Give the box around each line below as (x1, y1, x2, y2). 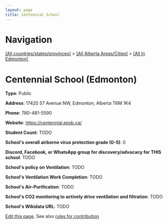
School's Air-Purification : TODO (5, 184, 74, 190)
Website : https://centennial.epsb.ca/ (5, 120, 82, 126)
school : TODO (5, 155, 35, 161)
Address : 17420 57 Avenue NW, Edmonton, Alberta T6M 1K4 (5, 100, 132, 106)
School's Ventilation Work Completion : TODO (5, 174, 103, 180)
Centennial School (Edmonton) (5, 74, 137, 85)
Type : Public (5, 91, 32, 97)
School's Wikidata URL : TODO (5, 203, 70, 210)
